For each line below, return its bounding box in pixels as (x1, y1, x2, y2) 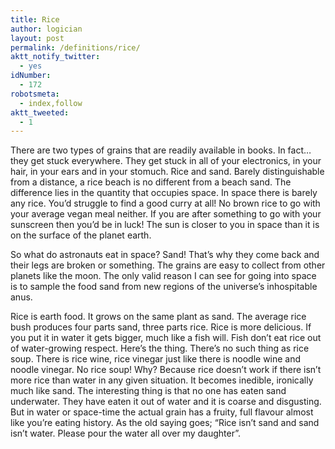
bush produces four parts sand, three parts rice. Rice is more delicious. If (10, 321, 312, 333)
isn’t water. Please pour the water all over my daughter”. (10, 427, 241, 440)
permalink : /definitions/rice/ (10, 42, 141, 53)
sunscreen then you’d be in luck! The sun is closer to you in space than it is (10, 219, 320, 231)
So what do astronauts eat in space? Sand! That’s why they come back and (10, 249, 320, 261)
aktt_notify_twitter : (10, 52, 101, 62)
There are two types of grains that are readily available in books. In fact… (10, 144, 312, 156)
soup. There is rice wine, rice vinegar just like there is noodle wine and (10, 353, 302, 365)
